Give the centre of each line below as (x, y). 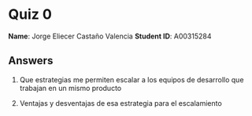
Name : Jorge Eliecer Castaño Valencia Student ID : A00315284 (110, 36)
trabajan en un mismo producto (70, 88)
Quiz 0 (30, 14)
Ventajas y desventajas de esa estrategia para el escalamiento (120, 103)
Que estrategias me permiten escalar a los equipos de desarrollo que (132, 79)
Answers (31, 61)
